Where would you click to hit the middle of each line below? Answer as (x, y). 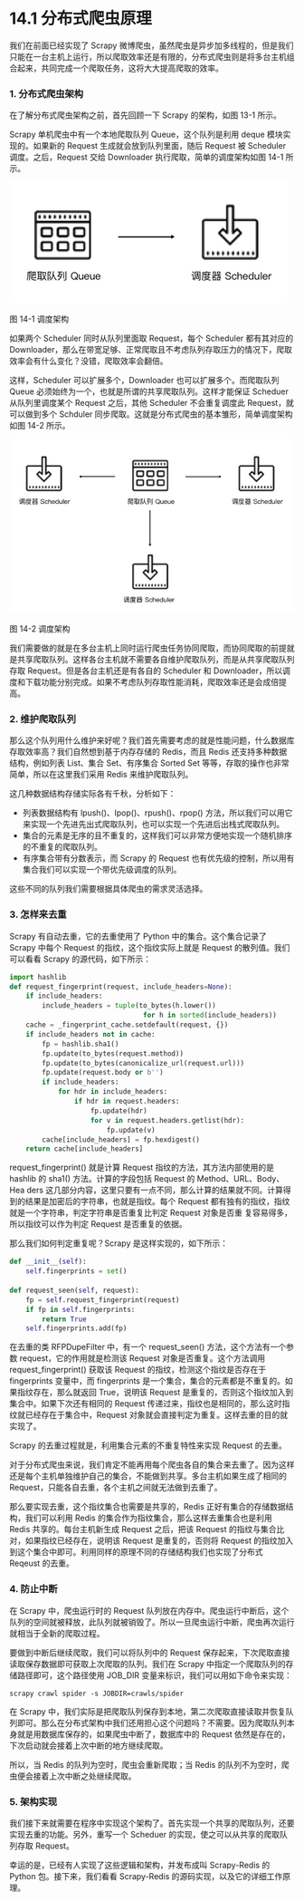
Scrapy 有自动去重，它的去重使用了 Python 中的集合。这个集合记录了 (138, 936)
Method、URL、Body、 (241, 1179)
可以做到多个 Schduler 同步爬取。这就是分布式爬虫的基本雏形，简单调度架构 (151, 414)
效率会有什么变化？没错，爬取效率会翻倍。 (89, 361)
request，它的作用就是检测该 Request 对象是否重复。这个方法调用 (142, 1358)
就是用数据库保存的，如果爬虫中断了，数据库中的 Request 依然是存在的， (153, 1734)
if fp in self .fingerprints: (81, 1309)
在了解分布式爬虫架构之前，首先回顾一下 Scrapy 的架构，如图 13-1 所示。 (146, 115)
